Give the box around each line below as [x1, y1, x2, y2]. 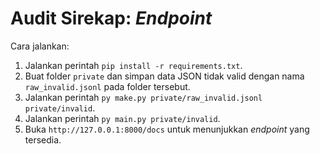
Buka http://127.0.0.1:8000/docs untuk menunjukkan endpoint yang [24, 123, 310, 135]
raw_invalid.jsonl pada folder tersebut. [24, 80, 191, 92]
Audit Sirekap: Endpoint [10, 7, 213, 30]
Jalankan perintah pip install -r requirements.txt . [24, 59, 243, 71]
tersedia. [24, 133, 62, 146]
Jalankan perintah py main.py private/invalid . [24, 112, 221, 124]
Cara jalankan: [10, 40, 70, 52]
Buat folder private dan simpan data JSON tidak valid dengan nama [24, 70, 305, 82]
